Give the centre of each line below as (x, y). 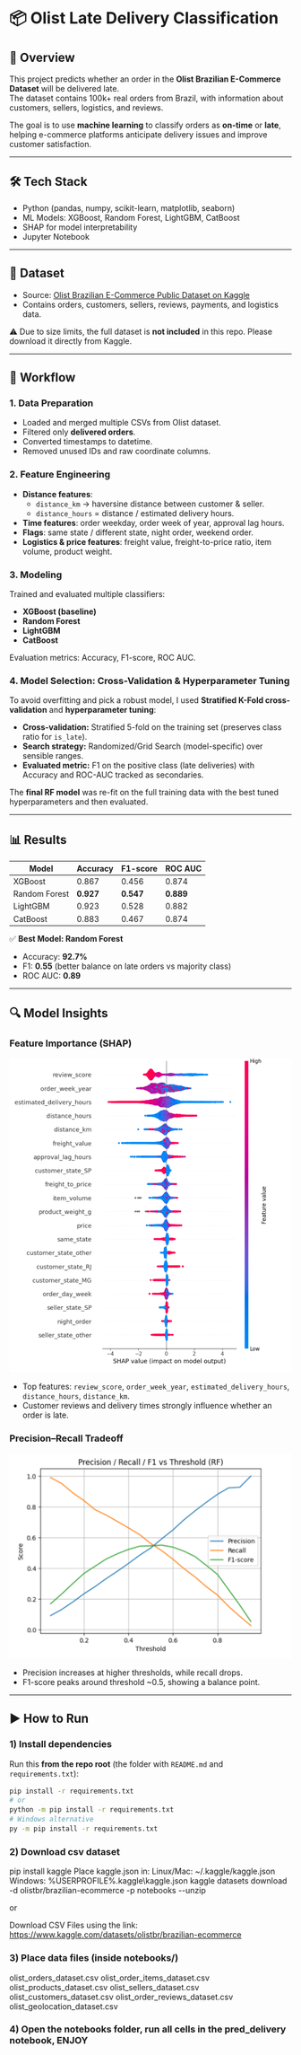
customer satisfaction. (51, 144)
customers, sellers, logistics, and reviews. (86, 108)
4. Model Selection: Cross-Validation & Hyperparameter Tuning (150, 681)
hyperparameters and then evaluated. (79, 802)
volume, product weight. (67, 551)
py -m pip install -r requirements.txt (84, 1829)
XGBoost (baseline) (59, 611)
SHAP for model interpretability (80, 227)
